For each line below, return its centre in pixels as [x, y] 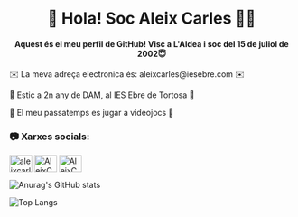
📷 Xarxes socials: [50, 137]
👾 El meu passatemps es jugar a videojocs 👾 [92, 113]
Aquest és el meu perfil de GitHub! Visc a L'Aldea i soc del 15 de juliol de [152, 43]
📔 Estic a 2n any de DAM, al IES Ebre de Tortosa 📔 [102, 95]
